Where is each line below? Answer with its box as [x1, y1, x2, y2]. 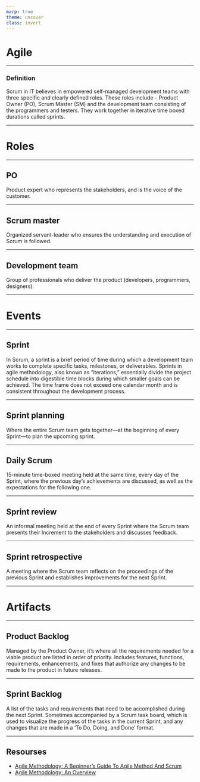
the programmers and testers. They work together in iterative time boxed [6, 107, 185, 114]
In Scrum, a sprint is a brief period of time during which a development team [6, 356, 193, 363]
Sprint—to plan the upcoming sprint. [6, 433, 95, 440]
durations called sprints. [6, 113, 65, 120]
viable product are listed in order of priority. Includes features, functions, [6, 653, 185, 660]
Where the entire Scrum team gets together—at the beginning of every [6, 426, 180, 433]
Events [6, 309, 42, 322]
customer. [6, 193, 31, 200]
